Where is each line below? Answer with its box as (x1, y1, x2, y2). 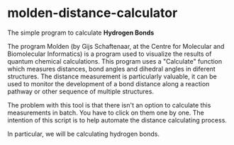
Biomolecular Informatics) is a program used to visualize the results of (7, 50, 212, 58)
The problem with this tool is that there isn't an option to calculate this (7, 100, 211, 109)
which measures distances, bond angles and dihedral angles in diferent (7, 64, 216, 73)
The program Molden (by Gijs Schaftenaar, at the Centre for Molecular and (7, 42, 225, 50)
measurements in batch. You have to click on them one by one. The (7, 108, 204, 117)
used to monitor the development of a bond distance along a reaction (7, 79, 210, 88)
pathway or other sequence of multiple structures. (7, 87, 155, 95)
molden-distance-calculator (7, 5, 178, 21)
